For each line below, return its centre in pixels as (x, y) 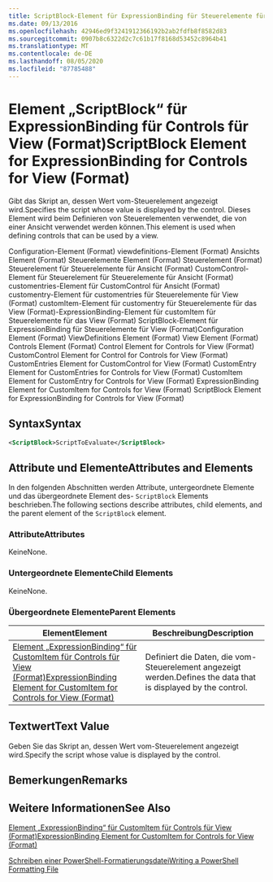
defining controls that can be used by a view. (84, 235)
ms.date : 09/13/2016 (43, 24)
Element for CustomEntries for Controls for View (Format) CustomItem (126, 372)
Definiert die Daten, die (189, 657)
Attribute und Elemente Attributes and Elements (131, 467)
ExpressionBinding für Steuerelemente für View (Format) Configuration (126, 329)
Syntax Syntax (45, 424)
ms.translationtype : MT (49, 46)
